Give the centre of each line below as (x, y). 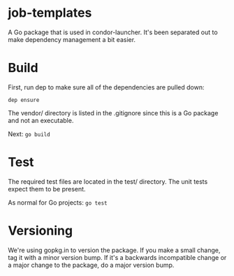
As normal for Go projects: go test (58, 202)
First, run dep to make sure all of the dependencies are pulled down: (106, 87)
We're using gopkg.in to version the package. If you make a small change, (114, 250)
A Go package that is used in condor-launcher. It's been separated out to (113, 32)
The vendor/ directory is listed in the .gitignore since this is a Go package (113, 112)
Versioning (40, 231)
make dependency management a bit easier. (72, 39)
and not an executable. (41, 120)
